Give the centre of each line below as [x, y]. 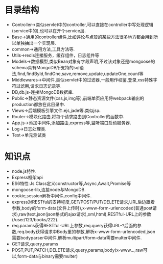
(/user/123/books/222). [35, 219]
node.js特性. [24, 171]
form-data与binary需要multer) [47, 256]
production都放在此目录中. [38, 104]
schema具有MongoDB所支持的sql [46, 67]
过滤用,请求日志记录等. [39, 86]
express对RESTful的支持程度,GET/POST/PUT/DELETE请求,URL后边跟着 [83, 202]
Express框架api [27, 177]
